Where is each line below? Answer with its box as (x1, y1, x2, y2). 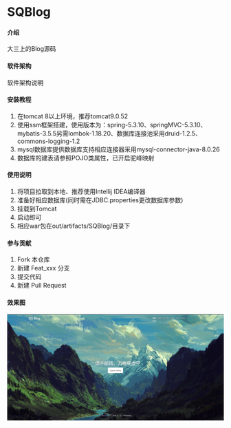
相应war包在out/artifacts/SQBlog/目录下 (16, 222, 131, 230)
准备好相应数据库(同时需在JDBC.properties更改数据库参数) (16, 196, 184, 204)
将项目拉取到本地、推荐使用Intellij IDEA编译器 (16, 187, 146, 195)
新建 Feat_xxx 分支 (16, 264, 70, 272)
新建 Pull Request (16, 281, 67, 290)
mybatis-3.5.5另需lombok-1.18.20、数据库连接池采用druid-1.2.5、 (16, 129, 201, 138)
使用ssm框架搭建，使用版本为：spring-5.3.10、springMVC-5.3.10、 (16, 120, 207, 129)
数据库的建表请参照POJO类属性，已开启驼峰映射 (16, 153, 155, 162)
